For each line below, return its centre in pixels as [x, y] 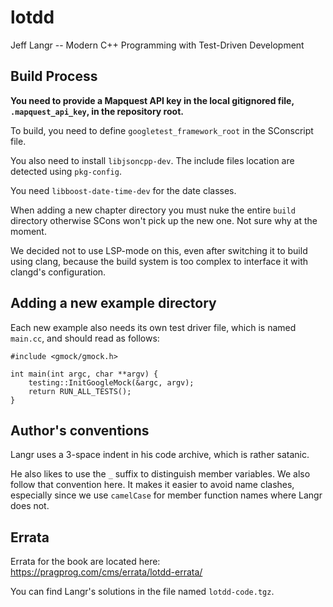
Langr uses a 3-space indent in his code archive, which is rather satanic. [160, 455]
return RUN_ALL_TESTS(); [80, 391]
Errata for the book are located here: [85, 562]
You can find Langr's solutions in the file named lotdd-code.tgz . [142, 592]
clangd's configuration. [58, 272]
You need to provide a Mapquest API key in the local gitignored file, [152, 100]
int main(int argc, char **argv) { [84, 374]
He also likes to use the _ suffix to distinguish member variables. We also [160, 474]
